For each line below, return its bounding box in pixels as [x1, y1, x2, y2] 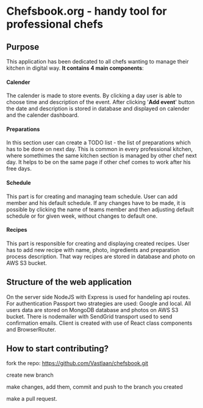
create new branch [6, 371, 54, 379]
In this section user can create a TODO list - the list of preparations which [6, 139, 191, 146]
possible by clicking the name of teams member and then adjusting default [6, 206, 194, 213]
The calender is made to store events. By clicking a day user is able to [6, 92, 182, 99]
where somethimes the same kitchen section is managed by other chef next [6, 152, 197, 160]
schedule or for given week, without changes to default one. [6, 212, 158, 220]
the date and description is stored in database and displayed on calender [6, 105, 190, 113]
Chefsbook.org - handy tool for [6, 4, 167, 18]
